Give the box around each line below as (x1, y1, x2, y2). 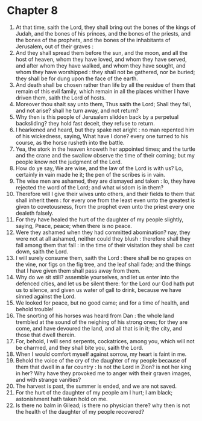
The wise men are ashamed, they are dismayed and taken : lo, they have (15, 177, 195, 185)
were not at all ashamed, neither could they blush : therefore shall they (15, 235, 191, 242)
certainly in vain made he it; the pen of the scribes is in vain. (15, 171, 165, 178)
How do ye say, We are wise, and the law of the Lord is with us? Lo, (15, 164, 183, 172)
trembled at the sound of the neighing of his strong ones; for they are (15, 318, 188, 326)
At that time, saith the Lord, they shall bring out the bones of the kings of (15, 24, 196, 31)
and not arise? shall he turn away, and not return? (15, 107, 139, 114)
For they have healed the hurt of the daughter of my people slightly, (15, 215, 184, 223)
